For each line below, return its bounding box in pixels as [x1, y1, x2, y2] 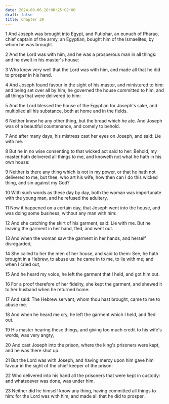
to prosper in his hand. [5, 72, 52, 78]
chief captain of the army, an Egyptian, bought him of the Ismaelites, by [5, 36, 154, 42]
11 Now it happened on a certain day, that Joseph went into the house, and [5, 205, 161, 211]
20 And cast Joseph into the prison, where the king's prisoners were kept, [5, 342, 160, 348]
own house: [5, 159, 30, 165]
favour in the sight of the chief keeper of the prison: [5, 363, 113, 369]
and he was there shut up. [5, 348, 60, 354]
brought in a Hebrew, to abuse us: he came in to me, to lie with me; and [5, 256, 154, 262]
